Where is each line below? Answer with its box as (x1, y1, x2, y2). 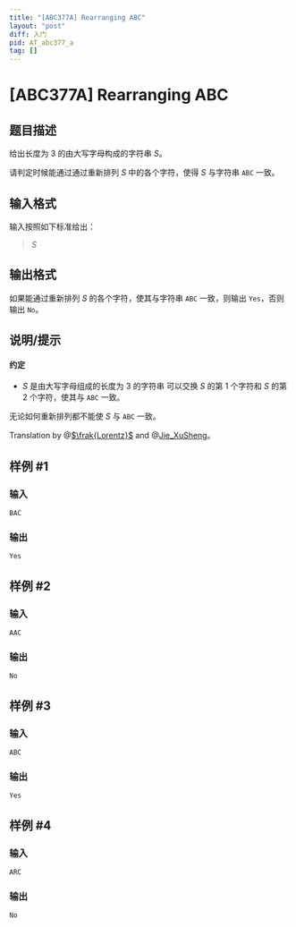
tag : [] (9, 47, 38, 55)
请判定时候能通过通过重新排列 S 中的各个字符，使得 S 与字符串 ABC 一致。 (9, 167, 280, 178)
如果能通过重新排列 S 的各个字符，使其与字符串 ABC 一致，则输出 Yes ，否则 (9, 293, 284, 303)
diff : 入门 (9, 30, 47, 38)
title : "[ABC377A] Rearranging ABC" (9, 13, 146, 22)
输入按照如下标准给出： (9, 221, 96, 232)
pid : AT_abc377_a (9, 38, 74, 47)
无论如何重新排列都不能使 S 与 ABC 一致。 (9, 411, 161, 421)
